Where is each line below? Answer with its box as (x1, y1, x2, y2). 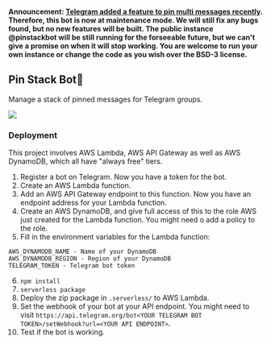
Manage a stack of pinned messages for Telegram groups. (8, 94, 203, 104)
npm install (19, 277, 60, 285)
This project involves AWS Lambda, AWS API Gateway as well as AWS (8, 148, 241, 158)
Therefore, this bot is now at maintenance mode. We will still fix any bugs (8, 15, 259, 25)
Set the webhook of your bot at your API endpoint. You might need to (19, 301, 250, 311)
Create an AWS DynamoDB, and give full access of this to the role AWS (19, 206, 257, 216)
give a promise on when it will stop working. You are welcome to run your (8, 41, 258, 51)
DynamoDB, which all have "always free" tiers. (8, 156, 163, 166)
